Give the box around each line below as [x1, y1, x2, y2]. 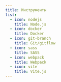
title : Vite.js [14, 69, 47, 74]
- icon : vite [10, 64, 38, 69]
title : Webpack [14, 60, 47, 65]
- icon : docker [10, 26, 42, 32]
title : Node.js [14, 21, 47, 27]
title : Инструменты [5, 7, 47, 13]
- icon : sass [10, 45, 38, 50]
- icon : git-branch [10, 36, 51, 41]
